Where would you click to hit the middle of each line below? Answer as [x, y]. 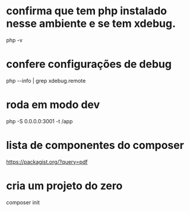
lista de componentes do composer [95, 145]
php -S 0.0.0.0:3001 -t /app [39, 121]
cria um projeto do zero [64, 185]
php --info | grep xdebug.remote [46, 80]
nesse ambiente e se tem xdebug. [91, 24]
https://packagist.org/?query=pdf [47, 161]
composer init [23, 202]
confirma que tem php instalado [87, 11]
